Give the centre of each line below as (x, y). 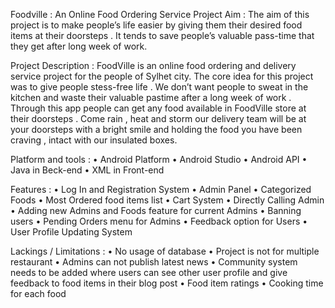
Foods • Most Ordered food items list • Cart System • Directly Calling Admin (167, 200)
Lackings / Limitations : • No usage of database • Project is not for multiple (165, 251)
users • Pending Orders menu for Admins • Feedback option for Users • (159, 221)
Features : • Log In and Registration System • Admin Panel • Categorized (161, 189)
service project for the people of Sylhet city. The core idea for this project (162, 76)
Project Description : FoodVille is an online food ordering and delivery (153, 65)
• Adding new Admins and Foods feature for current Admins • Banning (156, 210)
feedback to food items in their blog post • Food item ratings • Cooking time (167, 283)
